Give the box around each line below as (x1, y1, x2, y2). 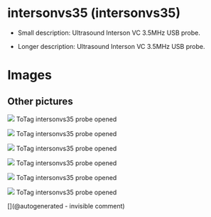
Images (7, 67, 52, 83)
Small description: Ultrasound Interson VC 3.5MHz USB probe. (17, 28, 201, 37)
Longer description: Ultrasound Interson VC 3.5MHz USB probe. (17, 42, 205, 50)
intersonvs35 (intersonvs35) (7, 5, 181, 21)
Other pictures (7, 95, 73, 107)
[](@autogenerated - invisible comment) (7, 201, 126, 210)
